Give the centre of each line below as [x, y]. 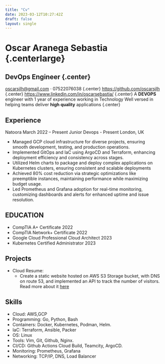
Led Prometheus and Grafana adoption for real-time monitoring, [77, 189]
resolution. [23, 200]
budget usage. [27, 184]
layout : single [21, 24]
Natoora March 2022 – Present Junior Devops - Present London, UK [75, 132]
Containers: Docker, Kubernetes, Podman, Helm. [62, 324]
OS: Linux [22, 335]
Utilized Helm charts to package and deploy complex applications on [82, 163]
